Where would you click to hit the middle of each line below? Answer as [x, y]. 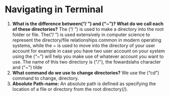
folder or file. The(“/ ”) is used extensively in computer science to [81, 34]
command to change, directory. [45, 78]
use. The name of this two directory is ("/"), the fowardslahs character [87, 62]
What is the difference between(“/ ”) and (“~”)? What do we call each [88, 24]
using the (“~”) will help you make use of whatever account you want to [88, 56]
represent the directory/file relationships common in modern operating [87, 40]
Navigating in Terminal [54, 9]
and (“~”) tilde [27, 67]
